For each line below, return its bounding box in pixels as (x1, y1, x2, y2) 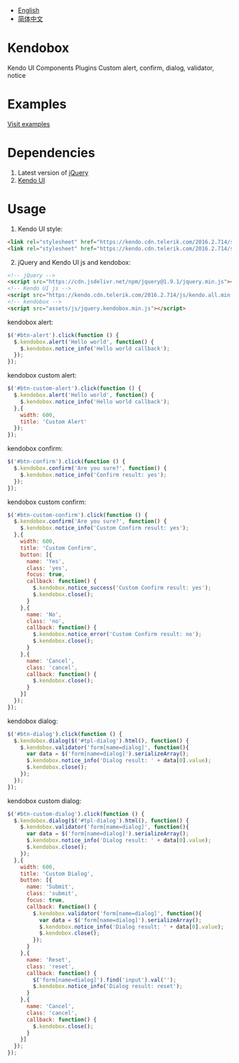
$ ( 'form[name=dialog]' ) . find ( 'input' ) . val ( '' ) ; (33, 976, 176, 984)
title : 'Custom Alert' (20, 418, 87, 425)
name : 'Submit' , (26, 883, 75, 891)
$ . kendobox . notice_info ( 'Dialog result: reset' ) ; (33, 983, 183, 990)
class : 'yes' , (26, 564, 69, 572)
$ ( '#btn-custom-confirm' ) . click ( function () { (7, 511, 148, 518)
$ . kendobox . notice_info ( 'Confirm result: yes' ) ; (20, 471, 167, 478)
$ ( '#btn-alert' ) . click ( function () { (7, 331, 119, 338)
